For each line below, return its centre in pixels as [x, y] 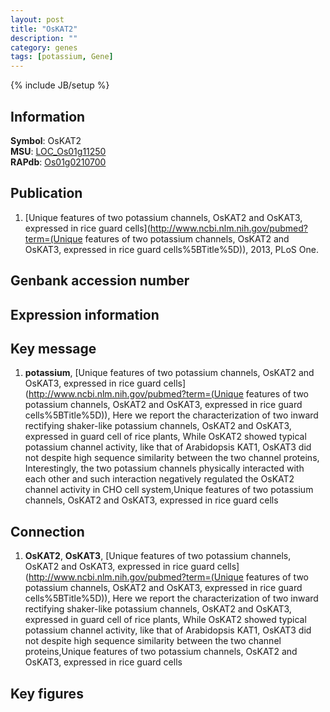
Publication [46, 193]
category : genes [44, 47]
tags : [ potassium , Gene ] [62, 57]
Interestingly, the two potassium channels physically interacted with [164, 468]
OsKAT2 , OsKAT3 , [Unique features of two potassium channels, [158, 556]
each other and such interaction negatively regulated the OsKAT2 [159, 479]
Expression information [85, 314]
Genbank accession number [100, 281]
